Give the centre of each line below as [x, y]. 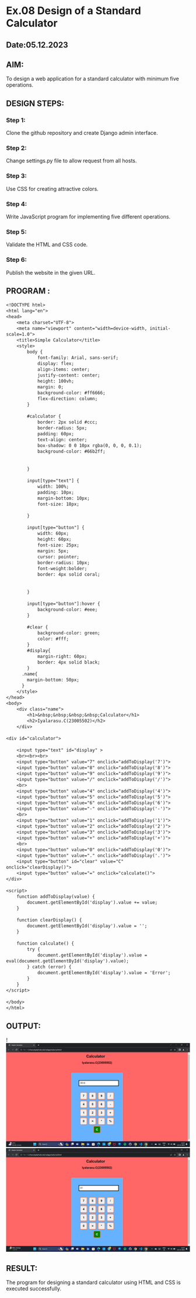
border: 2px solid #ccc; [67, 422]
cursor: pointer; [58, 557]
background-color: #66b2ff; [71, 452]
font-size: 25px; [58, 545]
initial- [160, 329]
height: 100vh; [56, 381]
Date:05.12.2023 [37, 45]
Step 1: [16, 120]
